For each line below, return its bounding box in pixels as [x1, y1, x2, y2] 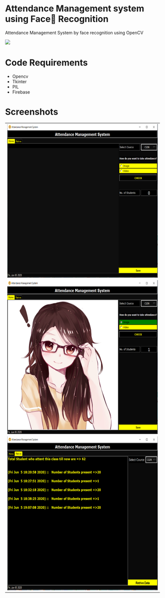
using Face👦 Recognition [5, 13, 109, 25]
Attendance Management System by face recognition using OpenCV [5, 30, 144, 35]
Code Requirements [5, 57, 88, 68]
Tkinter [12, 78, 27, 84]
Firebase [12, 89, 30, 95]
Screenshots [5, 106, 58, 118]
